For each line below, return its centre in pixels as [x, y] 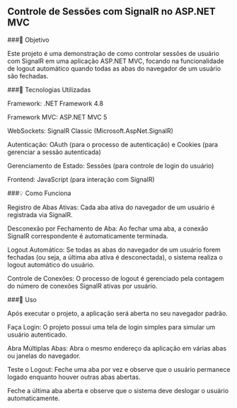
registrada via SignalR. [40, 214]
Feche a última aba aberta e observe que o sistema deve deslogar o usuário [118, 390]
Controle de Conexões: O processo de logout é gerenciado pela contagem [116, 278]
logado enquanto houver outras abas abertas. [74, 377]
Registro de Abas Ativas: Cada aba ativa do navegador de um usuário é [111, 207]
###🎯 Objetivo [28, 40]
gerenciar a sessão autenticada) [54, 152]
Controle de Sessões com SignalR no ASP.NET [111, 12]
